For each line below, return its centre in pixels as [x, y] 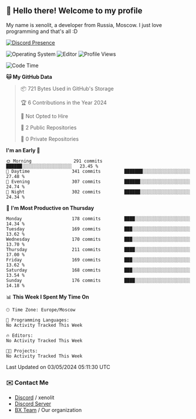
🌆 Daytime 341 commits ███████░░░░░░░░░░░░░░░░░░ [98, 171]
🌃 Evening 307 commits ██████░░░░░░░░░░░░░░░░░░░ [98, 182]
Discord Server [33, 404]
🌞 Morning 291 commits [54, 161]
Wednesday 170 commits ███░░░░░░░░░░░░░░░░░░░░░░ [98, 239]
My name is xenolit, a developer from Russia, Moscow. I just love [84, 25]
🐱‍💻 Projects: [22, 351]
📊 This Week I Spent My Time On [48, 297]
